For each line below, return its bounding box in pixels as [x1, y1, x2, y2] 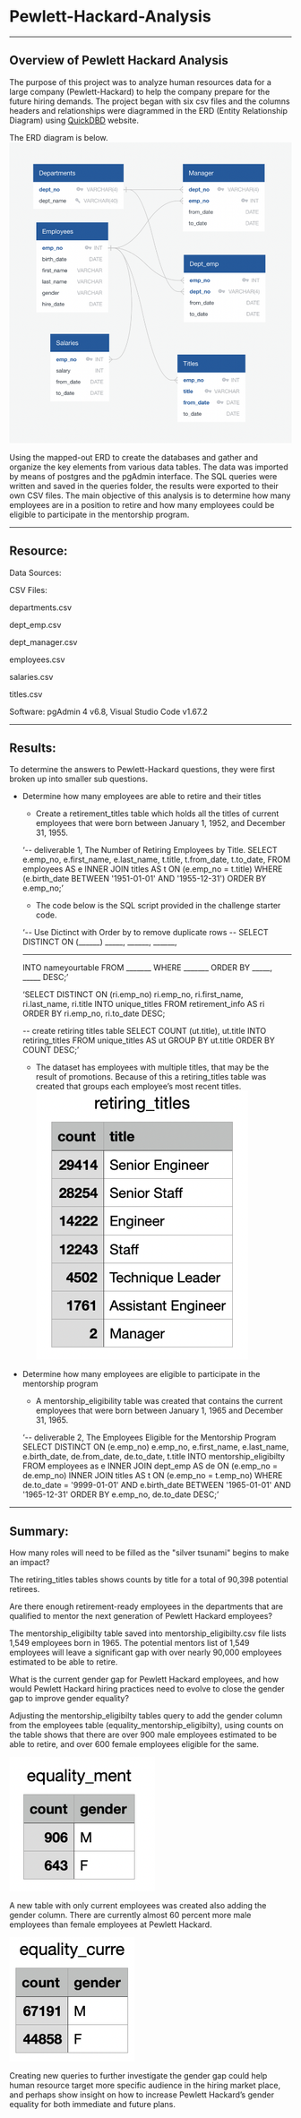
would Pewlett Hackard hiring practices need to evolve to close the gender [9, 1683, 285, 1694]
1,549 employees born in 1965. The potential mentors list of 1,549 [9, 1638, 250, 1649]
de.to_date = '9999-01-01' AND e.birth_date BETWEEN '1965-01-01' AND [21, 1480, 291, 1491]
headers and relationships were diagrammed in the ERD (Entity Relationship [9, 105, 288, 116]
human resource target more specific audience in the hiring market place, [9, 2080, 281, 2091]
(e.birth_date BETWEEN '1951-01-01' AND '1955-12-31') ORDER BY [21, 874, 267, 884]
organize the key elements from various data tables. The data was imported [9, 461, 288, 472]
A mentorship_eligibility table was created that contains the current [35, 1396, 284, 1407]
